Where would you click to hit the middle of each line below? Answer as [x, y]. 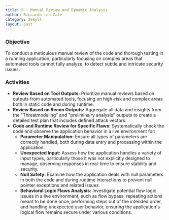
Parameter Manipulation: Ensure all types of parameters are [83, 136]
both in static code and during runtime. [53, 104]
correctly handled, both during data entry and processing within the [91, 142]
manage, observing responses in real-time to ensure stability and [88, 164]
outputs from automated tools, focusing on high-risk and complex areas [88, 99]
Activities [17, 82]
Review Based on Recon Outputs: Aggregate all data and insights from [87, 109]
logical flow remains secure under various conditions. [76, 212]
